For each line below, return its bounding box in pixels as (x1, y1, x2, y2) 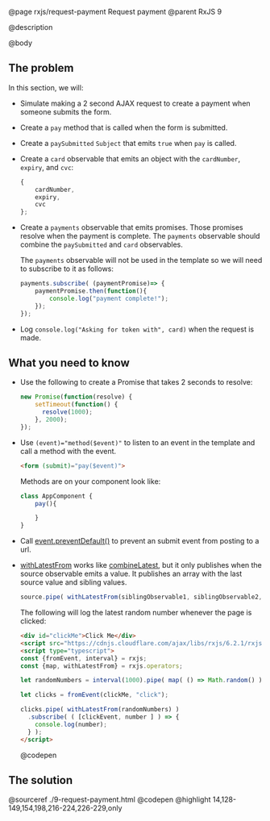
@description (8, 23, 53, 31)
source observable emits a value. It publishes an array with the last (19, 569, 243, 579)
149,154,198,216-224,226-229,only (8, 803, 123, 813)
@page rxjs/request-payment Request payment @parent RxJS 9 (8, 7, 222, 16)
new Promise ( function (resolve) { (19, 393, 133, 402)
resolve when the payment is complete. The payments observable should (19, 231, 260, 241)
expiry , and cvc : (19, 162, 74, 172)
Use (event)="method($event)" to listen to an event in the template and (19, 437, 255, 447)
